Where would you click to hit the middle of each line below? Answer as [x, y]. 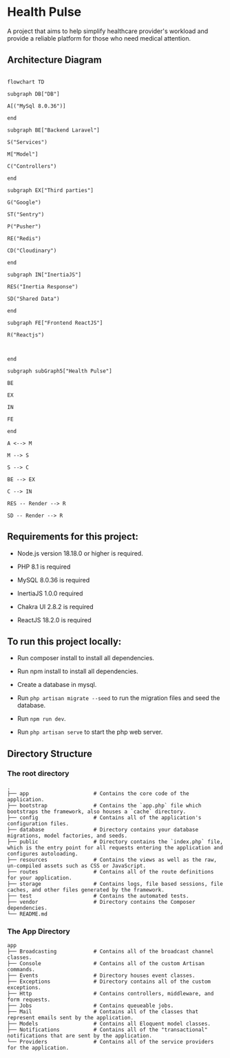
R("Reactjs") [26, 335]
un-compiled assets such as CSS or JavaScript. [77, 866]
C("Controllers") [32, 166]
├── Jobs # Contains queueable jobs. [91, 1006]
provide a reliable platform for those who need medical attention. [99, 38]
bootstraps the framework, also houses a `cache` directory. [97, 812]
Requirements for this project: [73, 537]
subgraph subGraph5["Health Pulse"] [60, 371]
